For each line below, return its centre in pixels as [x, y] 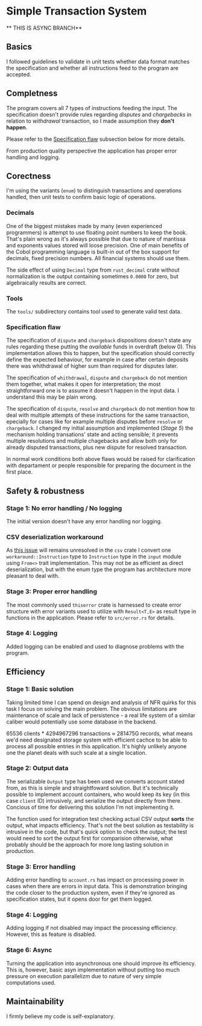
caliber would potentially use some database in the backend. [82, 722]
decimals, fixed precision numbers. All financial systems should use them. [98, 258]
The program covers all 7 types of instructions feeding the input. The [92, 108]
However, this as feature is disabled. [51, 934]
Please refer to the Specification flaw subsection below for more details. [96, 139]
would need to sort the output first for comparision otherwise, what [90, 838]
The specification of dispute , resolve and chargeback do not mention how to [100, 409]
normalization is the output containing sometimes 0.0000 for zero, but [93, 276]
